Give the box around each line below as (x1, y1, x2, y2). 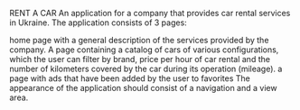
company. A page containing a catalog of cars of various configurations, (9, 44, 279, 55)
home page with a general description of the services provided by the (9, 35, 269, 45)
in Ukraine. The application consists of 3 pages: (9, 17, 187, 28)
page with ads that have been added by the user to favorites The (9, 73, 251, 84)
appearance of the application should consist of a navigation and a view (9, 83, 277, 93)
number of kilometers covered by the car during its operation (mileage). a (9, 63, 283, 74)
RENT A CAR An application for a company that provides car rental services (9, 8, 291, 18)
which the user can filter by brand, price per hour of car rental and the (9, 54, 271, 64)
